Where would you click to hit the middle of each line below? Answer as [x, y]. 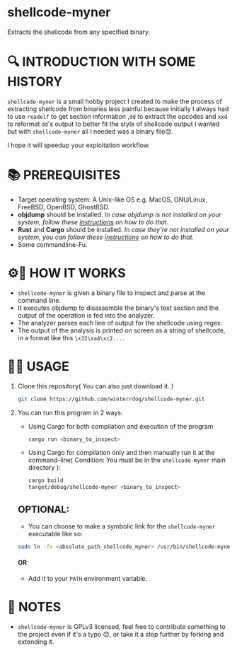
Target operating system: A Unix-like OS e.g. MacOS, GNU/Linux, [112, 200]
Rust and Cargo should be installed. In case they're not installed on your [123, 229]
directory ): [45, 468]
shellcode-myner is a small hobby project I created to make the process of [115, 101]
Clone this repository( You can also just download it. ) [96, 386]
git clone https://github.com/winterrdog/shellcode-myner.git [111, 399]
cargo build [46, 481]
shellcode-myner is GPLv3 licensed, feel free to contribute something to [122, 627]
